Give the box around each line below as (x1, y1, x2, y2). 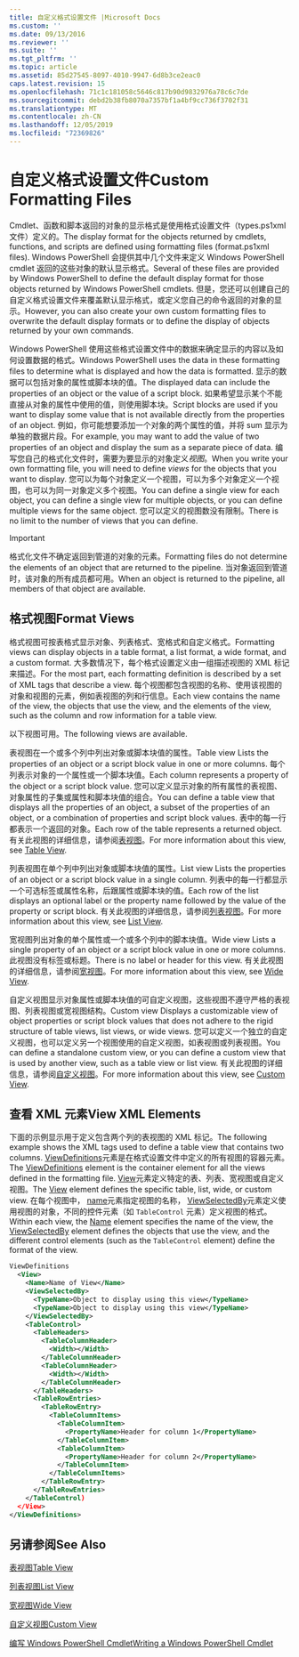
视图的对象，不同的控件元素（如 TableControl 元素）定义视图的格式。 (16, 1207, 272, 1217)
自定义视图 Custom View (9, 1619, 98, 1629)
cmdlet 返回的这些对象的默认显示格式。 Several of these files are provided (9, 263, 279, 273)
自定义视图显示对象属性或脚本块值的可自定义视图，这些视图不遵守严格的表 (9, 994, 282, 1005)
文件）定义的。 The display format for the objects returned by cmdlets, (9, 230, 267, 241)
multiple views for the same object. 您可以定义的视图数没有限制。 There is (9, 505, 279, 516)
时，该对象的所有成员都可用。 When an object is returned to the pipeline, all (9, 573, 286, 584)
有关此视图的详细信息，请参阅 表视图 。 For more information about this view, (9, 834, 287, 845)
